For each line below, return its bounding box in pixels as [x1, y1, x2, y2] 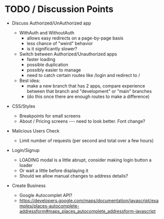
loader [19, 162, 33, 168]
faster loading [26, 56, 56, 62]
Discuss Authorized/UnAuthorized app [11, 20, 91, 26]
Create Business [11, 182, 46, 188]
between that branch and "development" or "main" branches [26, 88, 152, 94]
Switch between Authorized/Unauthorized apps [19, 51, 118, 57]
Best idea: [19, 77, 40, 83]
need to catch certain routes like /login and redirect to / [26, 72, 140, 78]
